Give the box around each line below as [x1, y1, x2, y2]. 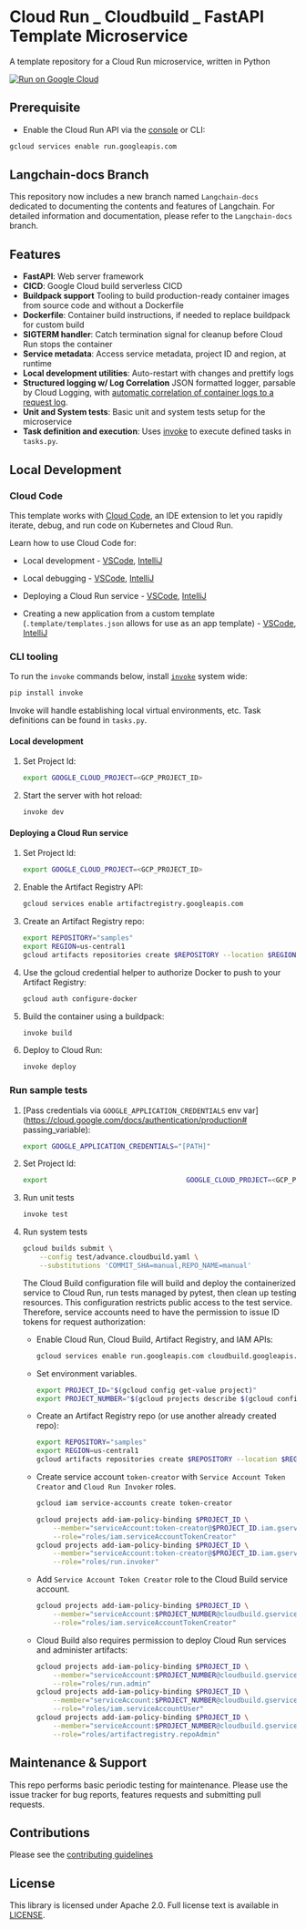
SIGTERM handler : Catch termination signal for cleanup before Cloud [22, 329, 283, 340]
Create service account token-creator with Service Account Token [36, 1471, 286, 1482]
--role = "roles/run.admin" [53, 1679, 152, 1688]
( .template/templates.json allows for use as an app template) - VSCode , [22, 617, 297, 628]
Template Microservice [9, 26, 189, 46]
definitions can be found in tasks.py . [9, 715, 148, 726]
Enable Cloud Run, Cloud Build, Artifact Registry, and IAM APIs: [36, 1334, 273, 1345]
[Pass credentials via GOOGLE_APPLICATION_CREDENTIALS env [22, 1105, 242, 1116]
